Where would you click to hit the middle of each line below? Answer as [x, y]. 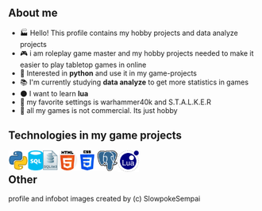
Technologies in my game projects [95, 136]
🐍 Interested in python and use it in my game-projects [108, 73]
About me [33, 13]
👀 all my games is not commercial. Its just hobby [98, 110]
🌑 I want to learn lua [54, 93]
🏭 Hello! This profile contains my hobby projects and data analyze [129, 33]
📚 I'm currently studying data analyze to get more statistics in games [134, 82]
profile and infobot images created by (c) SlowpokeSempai [104, 199]
